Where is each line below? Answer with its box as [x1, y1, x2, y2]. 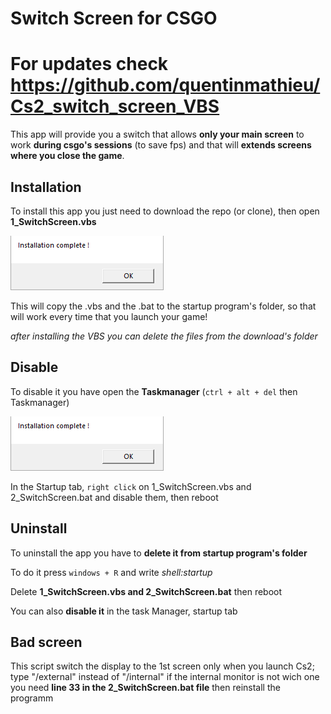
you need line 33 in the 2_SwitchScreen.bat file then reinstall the [10, 682, 281, 694]
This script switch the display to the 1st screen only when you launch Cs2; [10, 660, 315, 672]
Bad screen [10, 633, 83, 651]
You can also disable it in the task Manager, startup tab [10, 605, 238, 617]
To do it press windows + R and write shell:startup [10, 566, 213, 578]
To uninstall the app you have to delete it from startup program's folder [10, 547, 308, 559]
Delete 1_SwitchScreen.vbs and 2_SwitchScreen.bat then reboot [10, 585, 283, 597]
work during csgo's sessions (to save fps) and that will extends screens [10, 139, 312, 151]
